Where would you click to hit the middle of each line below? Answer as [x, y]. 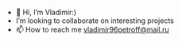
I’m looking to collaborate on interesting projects [95, 21]
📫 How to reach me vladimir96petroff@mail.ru [92, 29]
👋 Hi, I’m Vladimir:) [46, 12]
